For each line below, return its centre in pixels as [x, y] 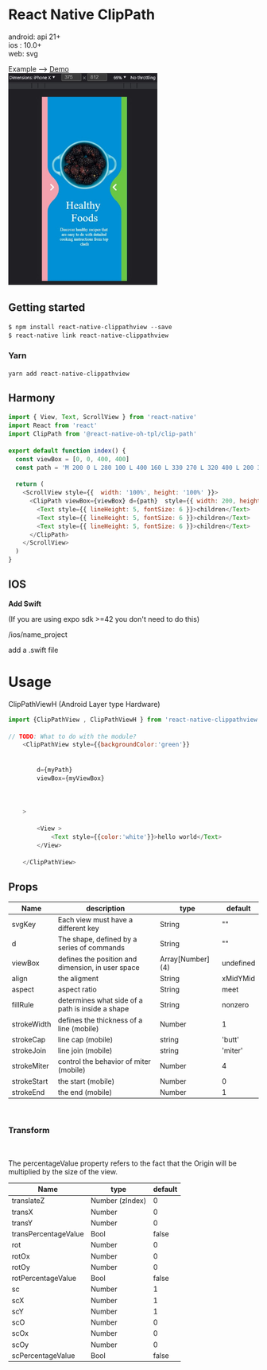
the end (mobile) [85, 1092]
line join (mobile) [85, 1050]
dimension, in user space [99, 967]
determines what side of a [101, 1000]
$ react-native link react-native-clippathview [89, 336]
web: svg [23, 53]
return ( [30, 484]
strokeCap [29, 1039]
